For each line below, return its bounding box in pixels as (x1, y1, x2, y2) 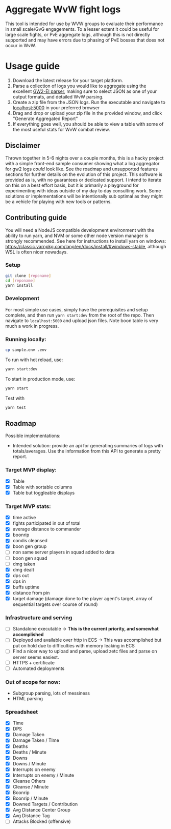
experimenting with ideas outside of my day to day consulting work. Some (5, 187, 161, 193)
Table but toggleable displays (12, 489, 75, 496)
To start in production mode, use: (5, 376, 76, 382)
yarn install (5, 283, 33, 288)
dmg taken (12, 561, 36, 567)
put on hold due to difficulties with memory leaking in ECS (12, 643, 135, 649)
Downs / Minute (12, 760, 46, 766)
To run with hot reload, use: (5, 357, 63, 363)
